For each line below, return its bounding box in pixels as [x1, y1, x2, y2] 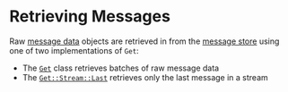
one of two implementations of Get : [9, 45, 139, 55]
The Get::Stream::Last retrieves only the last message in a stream [22, 71, 269, 82]
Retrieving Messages [9, 6, 170, 27]
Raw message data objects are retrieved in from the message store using [9, 36, 280, 46]
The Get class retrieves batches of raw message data [22, 63, 220, 73]
